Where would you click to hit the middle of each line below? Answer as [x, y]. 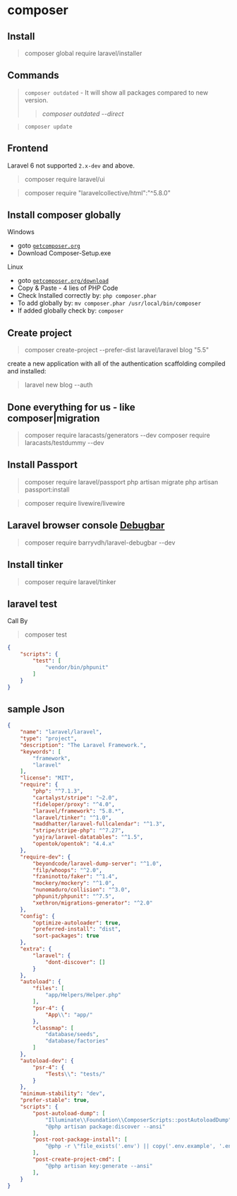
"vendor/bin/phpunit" [77, 667]
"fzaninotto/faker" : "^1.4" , [75, 877]
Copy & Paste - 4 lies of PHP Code [68, 288]
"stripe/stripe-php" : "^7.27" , [79, 831]
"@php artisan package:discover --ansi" [105, 1127]
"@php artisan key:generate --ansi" [99, 1166]
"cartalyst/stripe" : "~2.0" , [75, 798]
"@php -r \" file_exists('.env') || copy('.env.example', [130, 1146]
